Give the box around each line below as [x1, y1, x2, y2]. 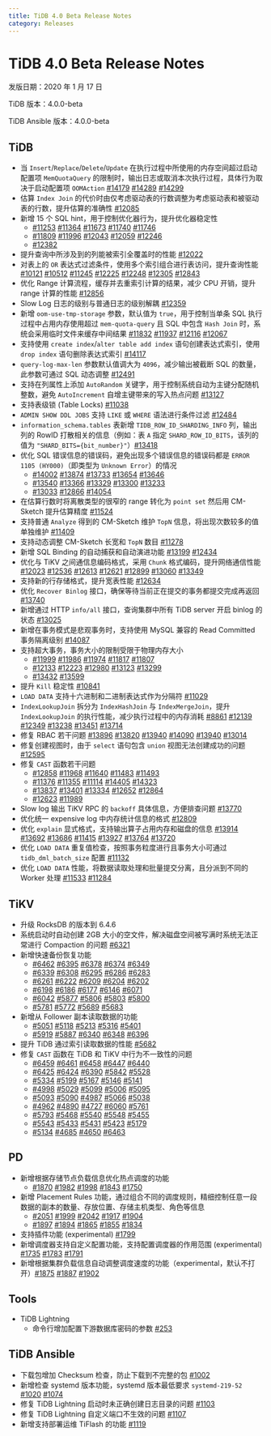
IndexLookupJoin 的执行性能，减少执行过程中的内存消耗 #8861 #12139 [19, 712, 252, 722]
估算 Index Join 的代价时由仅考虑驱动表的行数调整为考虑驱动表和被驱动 [19, 194, 260, 203]
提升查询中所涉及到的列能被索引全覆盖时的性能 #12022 [19, 249, 204, 259]
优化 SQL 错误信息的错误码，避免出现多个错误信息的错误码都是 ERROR [19, 450, 251, 460]
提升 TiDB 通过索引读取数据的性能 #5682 [19, 1039, 157, 1049]
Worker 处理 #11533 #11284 [19, 873, 112, 883]
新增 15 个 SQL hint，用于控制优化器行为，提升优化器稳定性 [19, 214, 218, 224]
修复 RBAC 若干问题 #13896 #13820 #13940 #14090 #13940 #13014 [19, 731, 248, 740]
